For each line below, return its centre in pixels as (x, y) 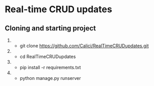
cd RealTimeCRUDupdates (48, 56)
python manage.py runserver (50, 78)
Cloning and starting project (50, 28)
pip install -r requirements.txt (50, 67)
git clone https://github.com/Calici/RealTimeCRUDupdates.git (84, 46)
